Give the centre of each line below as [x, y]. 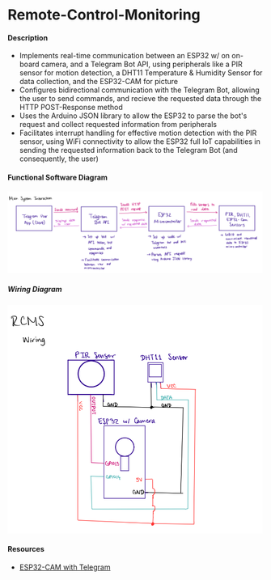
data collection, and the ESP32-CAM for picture [99, 82]
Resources [26, 549]
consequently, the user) [59, 159]
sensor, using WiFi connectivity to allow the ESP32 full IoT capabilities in [140, 142]
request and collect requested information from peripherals [118, 125]
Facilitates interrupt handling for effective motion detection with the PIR [138, 133]
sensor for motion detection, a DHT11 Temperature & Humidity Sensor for [141, 73]
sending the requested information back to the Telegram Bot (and [128, 150]
